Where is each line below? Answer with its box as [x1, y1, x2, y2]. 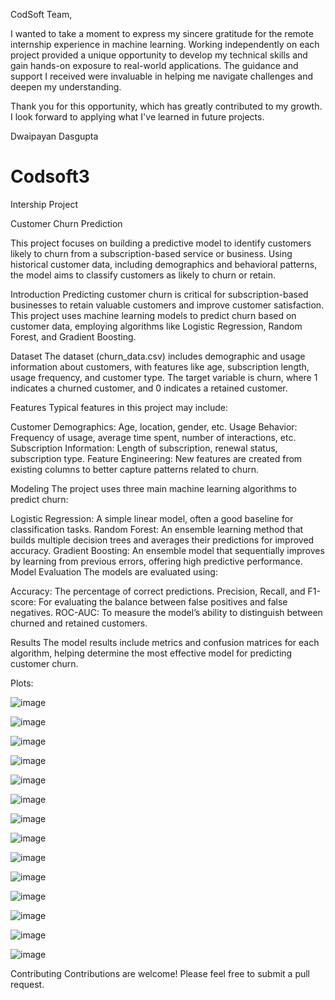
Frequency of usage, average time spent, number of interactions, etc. [10, 431, 297, 443]
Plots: [10, 677, 34, 689]
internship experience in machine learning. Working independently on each [10, 39, 320, 50]
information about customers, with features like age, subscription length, [10, 360, 310, 373]
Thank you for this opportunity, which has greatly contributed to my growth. [10, 100, 323, 112]
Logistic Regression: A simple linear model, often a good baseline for [10, 512, 294, 524]
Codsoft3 [10, 165, 90, 188]
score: [10, 595, 37, 608]
